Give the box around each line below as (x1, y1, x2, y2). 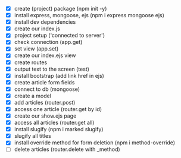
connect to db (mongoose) (14, 86, 80, 93)
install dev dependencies (14, 18, 76, 26)
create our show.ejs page (14, 112, 77, 119)
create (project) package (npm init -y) (14, 5, 107, 12)
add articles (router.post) (14, 99, 76, 106)
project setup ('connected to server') (14, 32, 105, 39)
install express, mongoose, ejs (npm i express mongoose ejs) (14, 12, 165, 19)
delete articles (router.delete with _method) (14, 146, 120, 153)
